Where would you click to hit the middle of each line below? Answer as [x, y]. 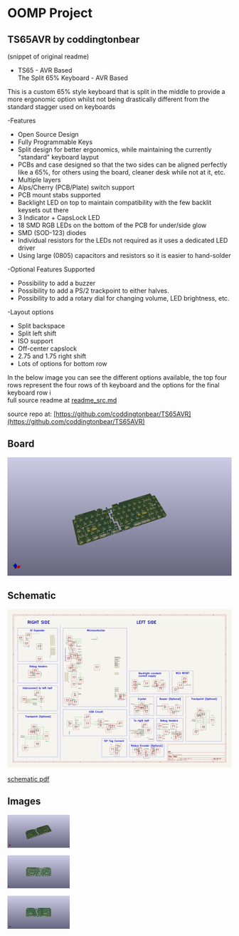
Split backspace [41, 326]
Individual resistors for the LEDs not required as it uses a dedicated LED [123, 240]
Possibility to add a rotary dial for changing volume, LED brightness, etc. [123, 298]
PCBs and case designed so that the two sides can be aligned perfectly [122, 165]
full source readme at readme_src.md [62, 400]
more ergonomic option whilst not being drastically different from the [108, 99]
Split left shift [37, 333]
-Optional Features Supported [51, 269]
